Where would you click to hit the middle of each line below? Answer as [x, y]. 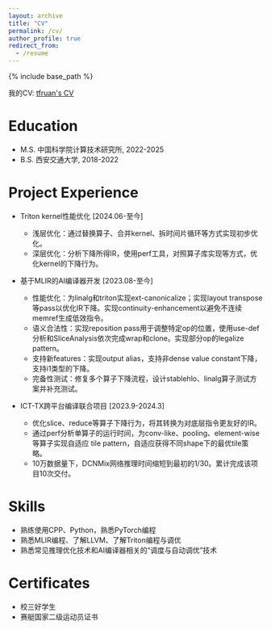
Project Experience [73, 193]
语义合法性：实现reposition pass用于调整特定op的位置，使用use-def [146, 328]
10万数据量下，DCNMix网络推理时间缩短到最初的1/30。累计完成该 [142, 463]
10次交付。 [57, 473]
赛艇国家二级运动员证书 [59, 616]
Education [43, 126]
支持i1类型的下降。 [63, 368]
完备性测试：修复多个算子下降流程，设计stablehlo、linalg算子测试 [141, 378]
